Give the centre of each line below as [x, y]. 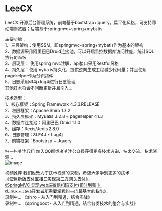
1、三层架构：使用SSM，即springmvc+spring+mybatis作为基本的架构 [74, 45]
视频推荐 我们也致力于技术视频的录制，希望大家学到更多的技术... [69, 173]
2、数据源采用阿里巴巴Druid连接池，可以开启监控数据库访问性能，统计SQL [80, 51]
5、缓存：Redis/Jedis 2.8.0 [32, 128]
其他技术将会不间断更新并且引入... [39, 88]
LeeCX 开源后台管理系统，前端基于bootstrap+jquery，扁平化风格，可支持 [79, 22]
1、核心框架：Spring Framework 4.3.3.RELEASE [53, 104]
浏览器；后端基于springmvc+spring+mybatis [58, 29]
